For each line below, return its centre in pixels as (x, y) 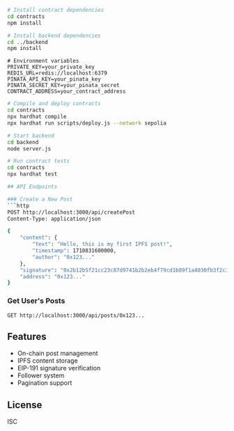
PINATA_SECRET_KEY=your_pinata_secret (63, 86)
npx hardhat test (32, 174)
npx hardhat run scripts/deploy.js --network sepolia (87, 123)
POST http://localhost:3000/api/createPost (71, 212)
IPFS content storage (47, 361)
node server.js (29, 149)
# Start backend (31, 136)
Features (27, 337)
